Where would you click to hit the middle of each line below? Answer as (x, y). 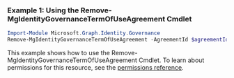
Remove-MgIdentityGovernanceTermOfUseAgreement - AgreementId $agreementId (118, 40)
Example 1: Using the (43, 10)
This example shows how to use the (58, 53)
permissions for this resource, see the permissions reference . (95, 68)
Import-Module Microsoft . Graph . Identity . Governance (84, 33)
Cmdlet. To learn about (172, 60)
